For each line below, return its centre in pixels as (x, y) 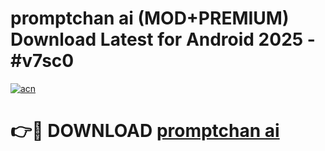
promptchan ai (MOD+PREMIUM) (150, 18)
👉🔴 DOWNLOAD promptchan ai (145, 131)
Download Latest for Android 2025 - (163, 39)
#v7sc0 (42, 61)
